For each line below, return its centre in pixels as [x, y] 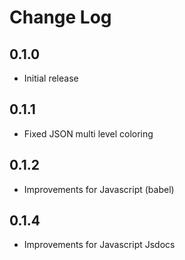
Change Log [60, 17]
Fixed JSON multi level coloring [88, 133]
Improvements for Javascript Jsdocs [99, 245]
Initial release [51, 78]
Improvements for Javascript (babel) [99, 189]
